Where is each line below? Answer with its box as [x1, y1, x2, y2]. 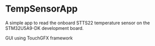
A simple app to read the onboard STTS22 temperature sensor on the [5, 20, 150, 26]
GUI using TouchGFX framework [5, 35, 73, 41]
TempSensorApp [5, 3, 78, 15]
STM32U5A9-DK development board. [5, 25, 84, 31]
